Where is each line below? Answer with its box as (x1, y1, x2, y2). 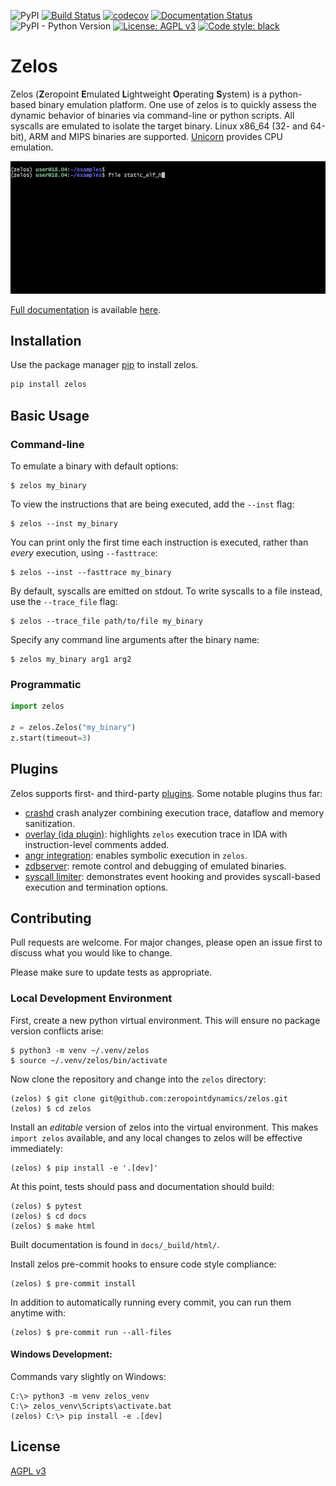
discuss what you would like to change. (10, 947, 173, 959)
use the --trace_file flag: (10, 595, 118, 607)
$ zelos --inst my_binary (10, 518, 118, 529)
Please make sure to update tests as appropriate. (10, 966, 213, 979)
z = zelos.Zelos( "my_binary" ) (10, 723, 137, 733)
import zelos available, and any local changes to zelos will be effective (10, 1131, 303, 1144)
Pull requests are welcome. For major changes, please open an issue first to (10, 936, 323, 949)
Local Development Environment (10, 991, 173, 1005)
